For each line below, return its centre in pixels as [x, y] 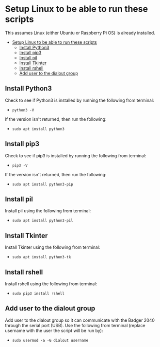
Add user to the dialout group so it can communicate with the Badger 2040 [80, 320]
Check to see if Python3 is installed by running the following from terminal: [80, 100]
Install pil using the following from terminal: [48, 211]
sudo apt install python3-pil [43, 221]
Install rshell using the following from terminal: [51, 284]
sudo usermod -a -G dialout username [50, 340]
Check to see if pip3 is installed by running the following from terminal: [76, 155]
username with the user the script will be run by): [54, 330]
